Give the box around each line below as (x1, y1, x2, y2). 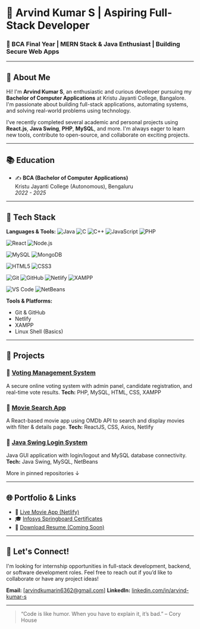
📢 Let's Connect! (6, 547, 70, 557)
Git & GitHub (14, 309, 46, 316)
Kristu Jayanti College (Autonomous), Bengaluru (14, 183, 134, 190)
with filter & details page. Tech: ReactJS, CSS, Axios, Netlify (6, 423, 154, 430)
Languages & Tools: (6, 227, 57, 235)
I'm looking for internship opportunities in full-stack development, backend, (6, 562, 192, 569)
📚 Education (6, 155, 55, 165)
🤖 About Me (6, 72, 51, 82)
